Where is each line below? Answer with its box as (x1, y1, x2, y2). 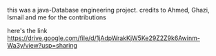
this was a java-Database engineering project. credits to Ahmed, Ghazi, (7, 6, 210, 14)
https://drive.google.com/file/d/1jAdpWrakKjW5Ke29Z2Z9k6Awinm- (7, 34, 200, 42)
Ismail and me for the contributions (7, 13, 107, 21)
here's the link (7, 27, 48, 35)
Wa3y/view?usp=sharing (7, 41, 78, 49)
